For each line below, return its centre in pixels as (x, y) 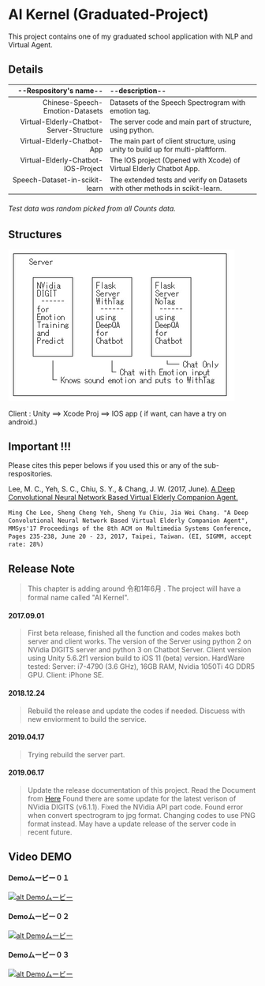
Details (26, 70)
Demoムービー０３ (39, 955)
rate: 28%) (26, 545)
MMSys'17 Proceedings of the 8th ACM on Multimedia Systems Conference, (130, 529)
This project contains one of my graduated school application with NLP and (131, 36)
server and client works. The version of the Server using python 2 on (140, 641)
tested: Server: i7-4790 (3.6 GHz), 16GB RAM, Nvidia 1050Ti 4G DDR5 (141, 667)
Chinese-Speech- (73, 102)
